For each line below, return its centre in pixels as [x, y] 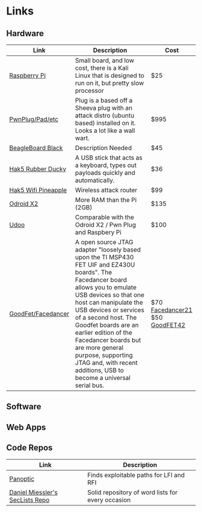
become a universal [103, 378]
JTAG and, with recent [106, 363]
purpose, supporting [104, 355]
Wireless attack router [106, 190]
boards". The [93, 272]
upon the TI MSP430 [104, 257]
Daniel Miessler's [34, 492]
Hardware [25, 33]
